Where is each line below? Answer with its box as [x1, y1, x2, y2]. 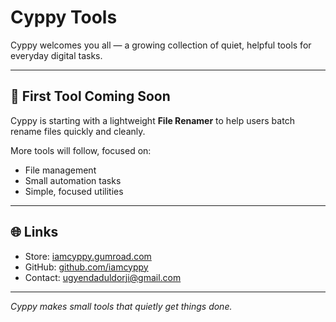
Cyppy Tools [10, 6, 118, 29]
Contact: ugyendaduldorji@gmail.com [24, 271, 182, 283]
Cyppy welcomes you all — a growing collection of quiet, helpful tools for [10, 39, 312, 51]
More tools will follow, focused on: [10, 144, 152, 156]
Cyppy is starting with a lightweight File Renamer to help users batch [10, 114, 295, 126]
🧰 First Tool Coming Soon [10, 88, 171, 105]
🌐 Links [10, 224, 59, 241]
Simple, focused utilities [24, 185, 124, 197]
